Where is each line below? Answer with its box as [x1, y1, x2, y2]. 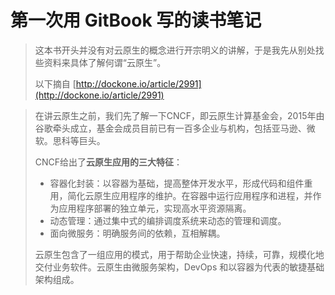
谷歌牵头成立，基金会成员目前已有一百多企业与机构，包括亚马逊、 [34, 122, 307, 134]
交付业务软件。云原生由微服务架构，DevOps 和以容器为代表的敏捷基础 [34, 261, 325, 273]
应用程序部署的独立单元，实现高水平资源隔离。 [58, 202, 252, 214]
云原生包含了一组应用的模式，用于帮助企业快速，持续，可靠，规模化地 [34, 248, 325, 260]
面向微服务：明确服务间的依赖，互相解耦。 [49, 227, 226, 239]
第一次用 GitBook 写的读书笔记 [10, 9, 262, 32]
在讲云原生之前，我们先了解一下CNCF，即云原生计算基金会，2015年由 [34, 109, 325, 121]
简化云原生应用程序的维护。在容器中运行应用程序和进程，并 [67, 189, 313, 201]
